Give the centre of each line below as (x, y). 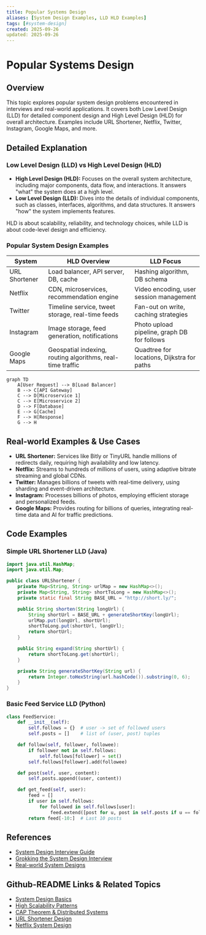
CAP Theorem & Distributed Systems (62, 912)
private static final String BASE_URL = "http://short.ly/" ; (97, 598)
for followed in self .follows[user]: (87, 807)
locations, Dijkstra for (165, 357)
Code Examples (37, 534)
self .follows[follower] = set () (80, 756)
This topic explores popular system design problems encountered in (93, 102)
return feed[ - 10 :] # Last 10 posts (75, 818)
